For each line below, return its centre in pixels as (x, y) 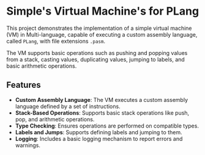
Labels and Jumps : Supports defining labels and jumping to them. (99, 132)
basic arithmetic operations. (42, 66)
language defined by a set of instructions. (68, 106)
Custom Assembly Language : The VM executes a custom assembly (102, 99)
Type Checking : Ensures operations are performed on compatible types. (107, 126)
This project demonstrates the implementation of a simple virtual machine (99, 28)
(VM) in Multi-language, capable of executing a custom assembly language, (102, 34)
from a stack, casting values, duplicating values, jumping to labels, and (95, 59)
